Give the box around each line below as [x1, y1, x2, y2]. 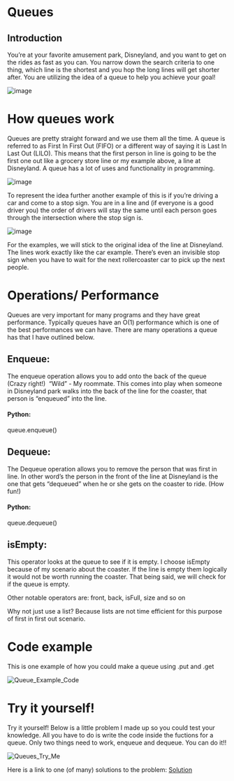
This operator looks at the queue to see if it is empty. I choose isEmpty [7, 558, 210, 566]
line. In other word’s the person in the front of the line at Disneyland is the [7, 472, 219, 481]
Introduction [7, 32, 63, 44]
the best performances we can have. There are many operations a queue [7, 325, 218, 333]
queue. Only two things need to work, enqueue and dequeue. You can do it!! [7, 738, 227, 747]
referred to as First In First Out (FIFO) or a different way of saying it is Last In [7, 141, 227, 150]
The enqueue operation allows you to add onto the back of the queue [7, 372, 207, 380]
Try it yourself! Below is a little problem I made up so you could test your [7, 723, 215, 732]
